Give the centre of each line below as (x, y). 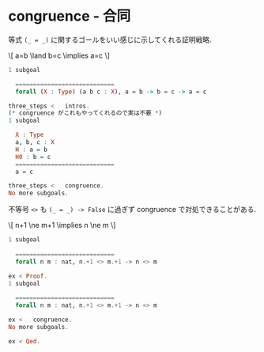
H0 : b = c (33, 157)
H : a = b (31, 150)
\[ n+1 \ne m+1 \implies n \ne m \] (62, 225)
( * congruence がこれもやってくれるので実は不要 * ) (85, 113)
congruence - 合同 (70, 16)
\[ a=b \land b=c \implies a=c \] (59, 55)
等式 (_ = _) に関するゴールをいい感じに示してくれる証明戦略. (110, 40)
